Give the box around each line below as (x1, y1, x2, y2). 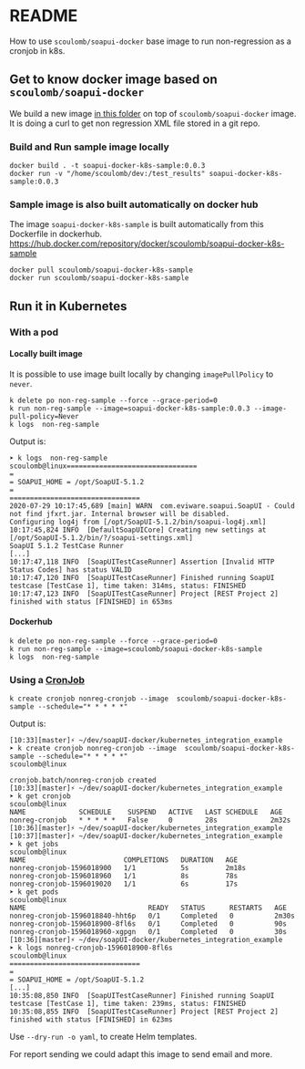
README (9, 5, 78, 26)
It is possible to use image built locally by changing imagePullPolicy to (9, 368, 274, 379)
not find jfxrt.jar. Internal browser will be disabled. (9, 509, 230, 518)
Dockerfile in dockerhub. (9, 229, 103, 240)
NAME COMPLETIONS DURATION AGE (9, 856, 239, 865)
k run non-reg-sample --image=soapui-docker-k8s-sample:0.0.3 (9, 403, 250, 413)
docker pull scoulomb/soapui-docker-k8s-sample (9, 265, 194, 275)
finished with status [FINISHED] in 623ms (9, 1015, 173, 1024)
